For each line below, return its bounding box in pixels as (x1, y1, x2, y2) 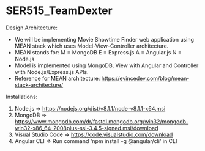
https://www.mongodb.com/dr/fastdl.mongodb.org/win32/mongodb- (14, 117, 189, 125)
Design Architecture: (6, 24, 58, 31)
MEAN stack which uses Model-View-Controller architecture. (14, 42, 169, 50)
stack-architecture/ (14, 81, 64, 89)
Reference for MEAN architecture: (14, 75, 100, 82)
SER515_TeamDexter (6, 4, 113, 18)
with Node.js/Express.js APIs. (14, 68, 89, 75)
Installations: (6, 93, 38, 100)
